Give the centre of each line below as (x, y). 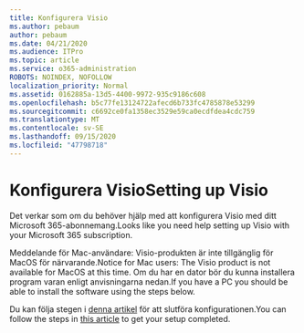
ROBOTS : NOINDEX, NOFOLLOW (61, 78)
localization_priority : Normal (69, 86)
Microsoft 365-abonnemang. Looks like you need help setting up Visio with (150, 225)
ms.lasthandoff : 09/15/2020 (63, 137)
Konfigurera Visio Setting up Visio (139, 190)
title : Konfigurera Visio (58, 18)
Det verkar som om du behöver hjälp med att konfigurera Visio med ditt (143, 215)
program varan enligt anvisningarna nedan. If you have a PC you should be (149, 281)
